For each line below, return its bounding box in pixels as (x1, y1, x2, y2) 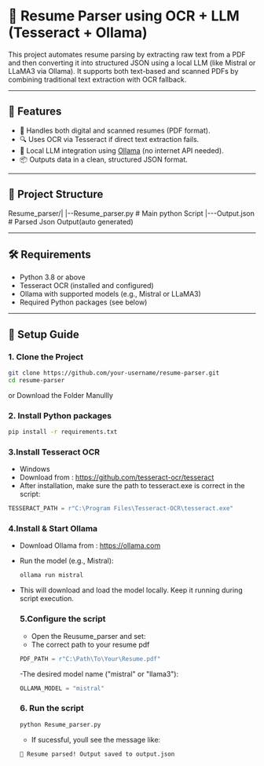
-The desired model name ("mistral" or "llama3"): (19, 669, 179, 678)
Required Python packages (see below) (19, 297, 148, 307)
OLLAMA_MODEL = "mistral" (19, 684, 104, 692)
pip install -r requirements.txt (8, 428, 118, 436)
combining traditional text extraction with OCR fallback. (8, 75, 187, 84)
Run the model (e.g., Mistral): (19, 556, 114, 566)
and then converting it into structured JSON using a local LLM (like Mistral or (8, 58, 256, 67)
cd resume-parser (8, 376, 65, 384)
